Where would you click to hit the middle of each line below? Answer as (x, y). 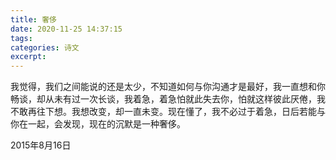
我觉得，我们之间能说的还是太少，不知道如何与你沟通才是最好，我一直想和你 (168, 87)
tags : (21, 38)
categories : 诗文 (45, 47)
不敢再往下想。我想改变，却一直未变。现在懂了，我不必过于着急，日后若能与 (168, 112)
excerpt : (28, 57)
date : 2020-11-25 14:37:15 (66, 29)
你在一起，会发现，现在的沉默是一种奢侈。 (98, 124)
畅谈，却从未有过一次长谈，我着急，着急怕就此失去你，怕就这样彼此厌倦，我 (168, 99)
